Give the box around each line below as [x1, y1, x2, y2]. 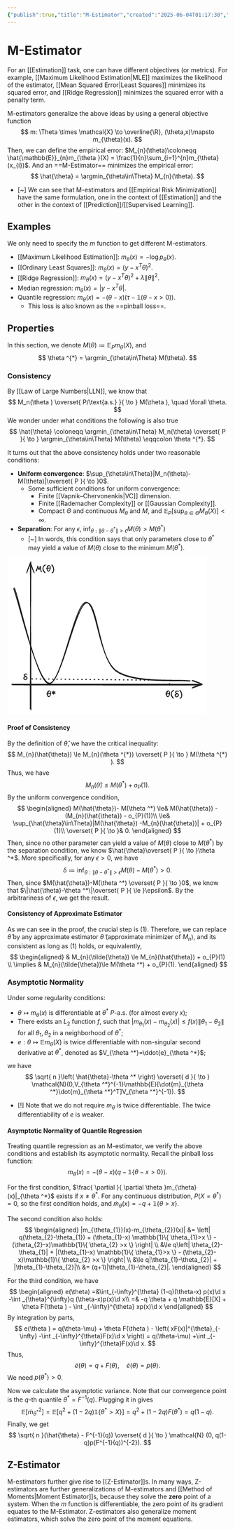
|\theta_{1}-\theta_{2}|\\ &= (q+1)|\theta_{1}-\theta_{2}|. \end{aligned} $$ [13, 1263, 222, 1271]
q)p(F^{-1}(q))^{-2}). [83, 1439, 142, 1447]
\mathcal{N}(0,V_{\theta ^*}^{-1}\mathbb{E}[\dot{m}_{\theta [31, 1080, 204, 1089]
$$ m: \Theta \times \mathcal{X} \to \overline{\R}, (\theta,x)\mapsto [20, 127, 215, 136]
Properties [7, 322, 55, 334]
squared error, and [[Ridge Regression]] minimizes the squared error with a [7, 88, 224, 96]
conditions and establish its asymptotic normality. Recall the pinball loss [7, 1150, 214, 1158]
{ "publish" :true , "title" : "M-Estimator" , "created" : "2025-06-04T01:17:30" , [7, 11, 227, 18]
